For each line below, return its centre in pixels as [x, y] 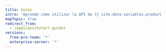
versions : [15, 33]
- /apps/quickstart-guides [38, 28]
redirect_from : [21, 24]
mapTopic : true [21, 19]
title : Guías [19, 10]
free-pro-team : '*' [30, 38]
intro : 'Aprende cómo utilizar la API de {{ [52, 14]
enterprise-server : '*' [34, 42]
